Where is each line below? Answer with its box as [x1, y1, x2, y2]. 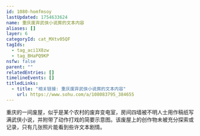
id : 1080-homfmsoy [6, 8, 52, 15]
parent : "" [6, 64, 33, 70]
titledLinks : [6, 81, 39, 87]
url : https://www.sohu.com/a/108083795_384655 [17, 91, 135, 97]
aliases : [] [6, 25, 36, 31]
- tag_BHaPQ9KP [11, 53, 49, 59]
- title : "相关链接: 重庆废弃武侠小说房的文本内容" [11, 86, 126, 92]
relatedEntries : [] [6, 69, 55, 75]
